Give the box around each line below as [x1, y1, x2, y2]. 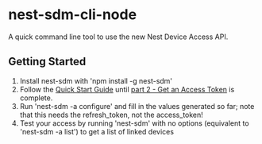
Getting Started [8, 55, 87, 68]
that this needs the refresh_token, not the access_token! [19, 110, 204, 119]
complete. [19, 93, 53, 103]
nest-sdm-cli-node [8, 6, 137, 24]
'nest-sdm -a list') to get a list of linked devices [19, 126, 175, 136]
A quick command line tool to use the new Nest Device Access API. [8, 32, 229, 41]
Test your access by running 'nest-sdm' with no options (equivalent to [19, 118, 249, 128]
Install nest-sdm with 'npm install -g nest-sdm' [19, 76, 173, 85]
